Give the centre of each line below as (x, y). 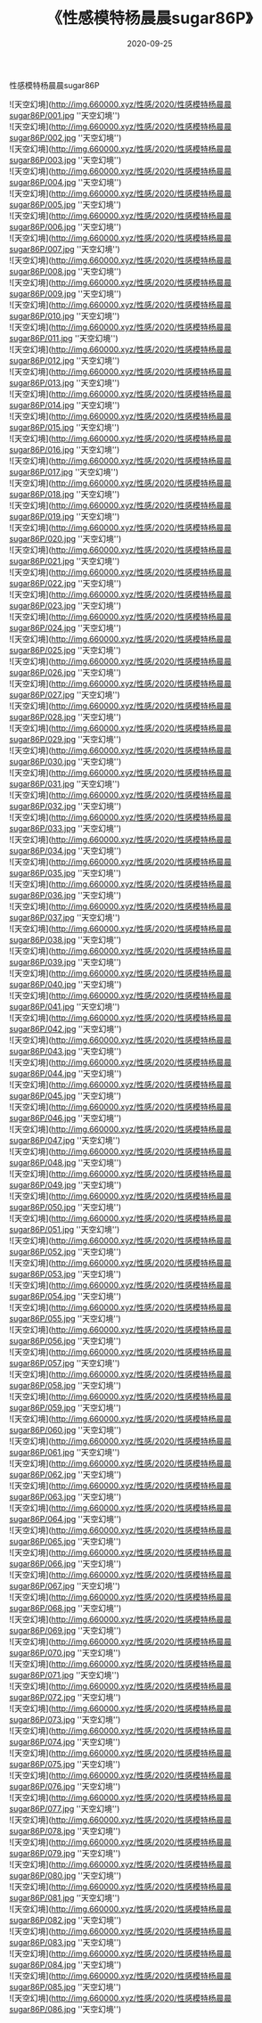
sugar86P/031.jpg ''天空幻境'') (65, 783)
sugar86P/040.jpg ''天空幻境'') (65, 984)
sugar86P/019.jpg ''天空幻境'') (65, 516)
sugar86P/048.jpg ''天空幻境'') (65, 1162)
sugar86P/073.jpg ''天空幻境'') (65, 1719)
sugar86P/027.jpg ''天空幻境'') (65, 694)
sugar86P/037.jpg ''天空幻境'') (65, 917)
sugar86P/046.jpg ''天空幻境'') (65, 1118)
